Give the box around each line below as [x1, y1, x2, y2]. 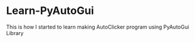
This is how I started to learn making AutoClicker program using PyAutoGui [6, 23, 189, 30]
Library [6, 29, 24, 36]
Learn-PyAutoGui [6, 4, 94, 17]
